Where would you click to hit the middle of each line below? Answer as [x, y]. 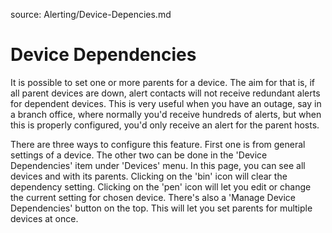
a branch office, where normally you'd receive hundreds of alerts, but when [166, 114]
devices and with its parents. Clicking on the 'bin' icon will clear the [149, 176]
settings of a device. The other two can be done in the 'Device [139, 155]
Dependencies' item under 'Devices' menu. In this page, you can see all [158, 165]
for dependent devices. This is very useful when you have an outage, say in [166, 103]
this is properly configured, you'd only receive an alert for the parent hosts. [165, 125]
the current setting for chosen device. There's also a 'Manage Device [153, 197]
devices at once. [44, 218]
